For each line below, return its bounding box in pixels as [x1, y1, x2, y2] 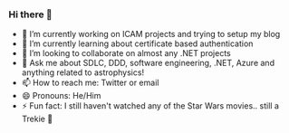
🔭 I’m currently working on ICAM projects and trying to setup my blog [21, 29, 281, 40]
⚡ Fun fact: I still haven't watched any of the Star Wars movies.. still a [21, 100, 280, 111]
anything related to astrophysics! [21, 67, 145, 78]
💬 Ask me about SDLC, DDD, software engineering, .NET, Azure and [21, 58, 275, 69]
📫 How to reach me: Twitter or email [21, 77, 159, 89]
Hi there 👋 [8, 8, 53, 21]
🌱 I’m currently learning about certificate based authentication [21, 38, 254, 49]
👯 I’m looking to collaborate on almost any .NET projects [21, 48, 232, 59]
